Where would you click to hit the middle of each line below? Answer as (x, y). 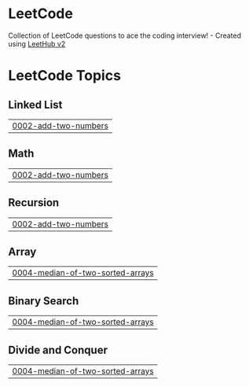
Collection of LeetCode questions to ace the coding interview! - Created (125, 35)
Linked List (35, 104)
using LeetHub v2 (37, 43)
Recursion (34, 203)
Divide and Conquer (58, 350)
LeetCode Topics (65, 76)
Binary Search (44, 301)
